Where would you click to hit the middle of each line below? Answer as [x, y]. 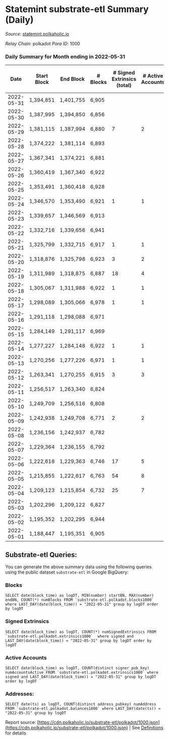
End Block [72, 79]
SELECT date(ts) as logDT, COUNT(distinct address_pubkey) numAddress [81, 704]
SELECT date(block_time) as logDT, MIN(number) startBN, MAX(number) [80, 596]
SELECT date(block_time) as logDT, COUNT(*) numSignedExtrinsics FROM [81, 632]
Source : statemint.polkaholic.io [37, 34]
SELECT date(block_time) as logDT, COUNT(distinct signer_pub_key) [77, 668]
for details [16, 733]
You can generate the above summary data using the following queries [78, 567]
